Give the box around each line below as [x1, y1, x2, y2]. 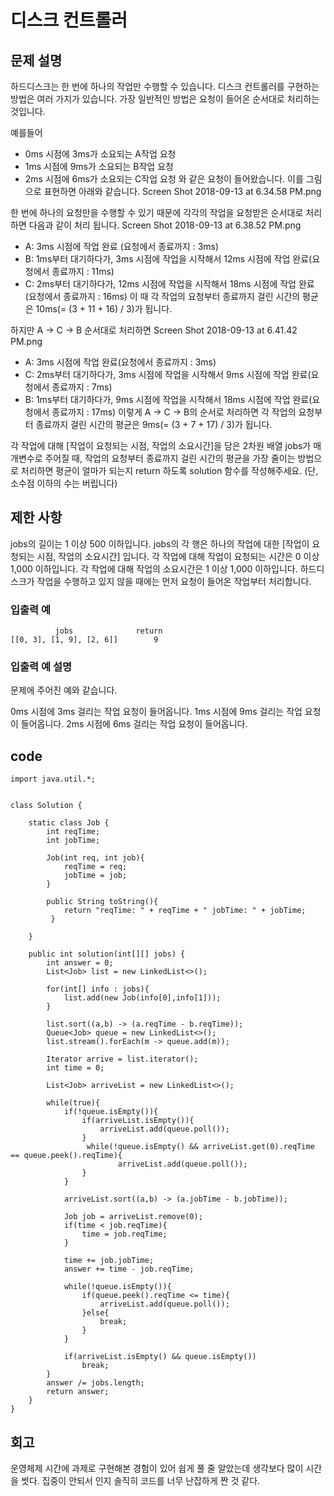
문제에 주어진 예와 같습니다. [10, 684, 118, 696]
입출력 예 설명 [10, 660, 73, 674]
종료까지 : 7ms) [51, 381, 113, 393]
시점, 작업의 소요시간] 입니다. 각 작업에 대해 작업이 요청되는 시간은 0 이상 [36, 550, 320, 562]
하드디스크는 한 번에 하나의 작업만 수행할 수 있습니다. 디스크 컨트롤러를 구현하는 [10, 81, 320, 92]
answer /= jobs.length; [46, 1378, 145, 1388]
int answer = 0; [46, 958, 114, 968]
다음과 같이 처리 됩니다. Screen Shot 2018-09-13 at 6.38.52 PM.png [28, 219, 302, 231]
